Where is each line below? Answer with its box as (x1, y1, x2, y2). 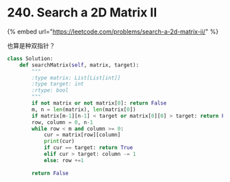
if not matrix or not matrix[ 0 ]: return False (31, 100, 167, 107)
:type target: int (31, 81, 84, 88)
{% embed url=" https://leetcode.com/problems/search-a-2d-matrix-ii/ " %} (7, 27, 219, 36)
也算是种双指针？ (7, 41, 55, 49)
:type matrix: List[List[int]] (31, 74, 121, 81)
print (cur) (43, 138, 75, 145)
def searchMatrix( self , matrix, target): (19, 62, 139, 68)
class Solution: (7, 55, 53, 62)
